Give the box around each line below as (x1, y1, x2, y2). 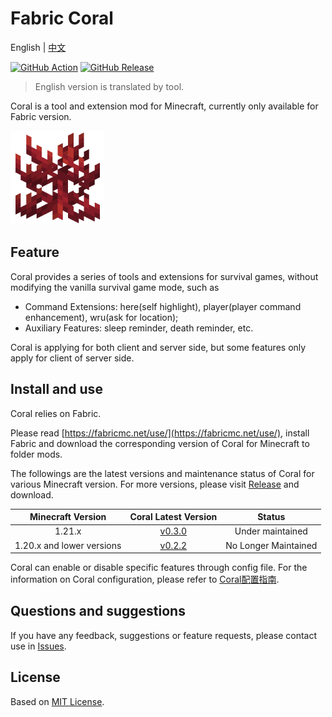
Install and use (10, 381, 103, 398)
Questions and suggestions (10, 603, 186, 620)
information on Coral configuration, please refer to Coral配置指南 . (10, 573, 280, 586)
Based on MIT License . (10, 695, 105, 707)
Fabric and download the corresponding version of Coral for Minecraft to (10, 437, 310, 449)
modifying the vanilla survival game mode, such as (10, 281, 220, 293)
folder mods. (10, 448, 63, 460)
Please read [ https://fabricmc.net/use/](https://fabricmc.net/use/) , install (10, 427, 310, 439)
